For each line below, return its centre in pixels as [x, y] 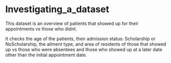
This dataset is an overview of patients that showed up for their [72, 23]
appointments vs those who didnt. [41, 28]
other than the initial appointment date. [46, 55]
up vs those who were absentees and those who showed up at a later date [84, 49]
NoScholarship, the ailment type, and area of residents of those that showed [86, 44]
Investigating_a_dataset [57, 9]
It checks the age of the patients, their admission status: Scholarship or [80, 39]
